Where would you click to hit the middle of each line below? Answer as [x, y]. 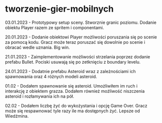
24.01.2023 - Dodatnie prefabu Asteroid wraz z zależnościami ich [70, 71]
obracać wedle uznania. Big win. [38, 47]
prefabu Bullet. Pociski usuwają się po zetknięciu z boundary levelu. [73, 62]
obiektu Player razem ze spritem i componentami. [55, 27]
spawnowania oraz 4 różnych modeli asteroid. [51, 76]
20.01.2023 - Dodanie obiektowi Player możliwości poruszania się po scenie [81, 37]
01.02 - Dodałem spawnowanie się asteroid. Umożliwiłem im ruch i [71, 86]
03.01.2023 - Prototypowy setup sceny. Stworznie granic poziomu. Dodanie [81, 22]
